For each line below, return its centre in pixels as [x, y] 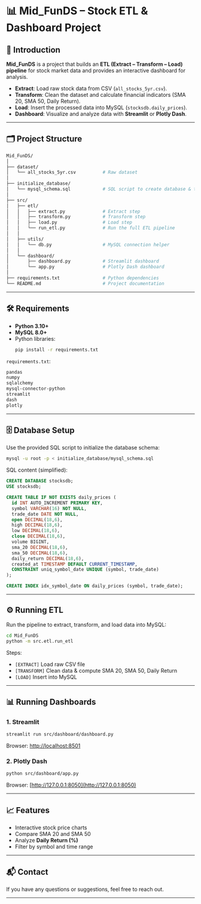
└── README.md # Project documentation [85, 283]
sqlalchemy [20, 383]
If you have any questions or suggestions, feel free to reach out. [85, 889]
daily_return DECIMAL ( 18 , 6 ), [48, 558]
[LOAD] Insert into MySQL [46, 677]
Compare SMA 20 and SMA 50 [53, 834]
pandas [14, 372]
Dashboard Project [54, 28]
